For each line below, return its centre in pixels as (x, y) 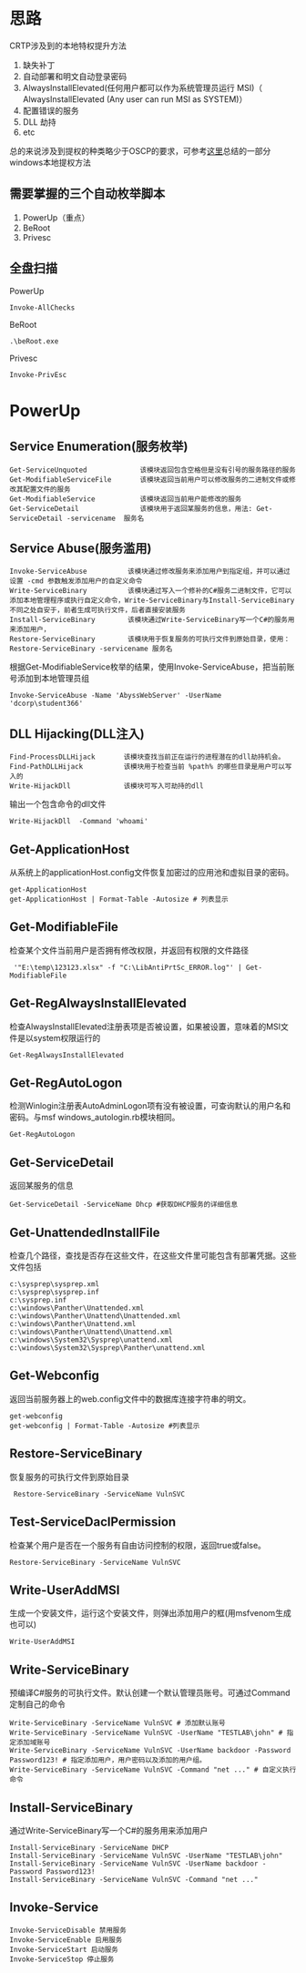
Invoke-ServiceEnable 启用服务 (66, 1940)
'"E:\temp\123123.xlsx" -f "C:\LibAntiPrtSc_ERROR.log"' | (128, 967)
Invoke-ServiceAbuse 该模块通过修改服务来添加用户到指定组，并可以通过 (150, 572)
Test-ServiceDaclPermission (93, 1522)
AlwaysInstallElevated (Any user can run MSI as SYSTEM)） (135, 99)
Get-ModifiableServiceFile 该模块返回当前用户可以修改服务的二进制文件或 (149, 479)
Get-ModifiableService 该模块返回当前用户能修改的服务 (126, 499)
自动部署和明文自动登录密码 (75, 76)
